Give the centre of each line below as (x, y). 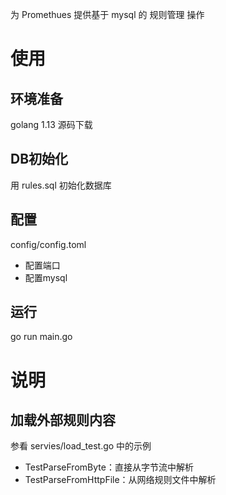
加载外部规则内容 (63, 420)
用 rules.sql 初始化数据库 (61, 185)
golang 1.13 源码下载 (51, 124)
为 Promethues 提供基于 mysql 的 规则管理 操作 (107, 14)
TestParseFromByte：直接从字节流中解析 (109, 467)
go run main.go (41, 337)
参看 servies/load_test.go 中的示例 (81, 446)
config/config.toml (48, 244)
